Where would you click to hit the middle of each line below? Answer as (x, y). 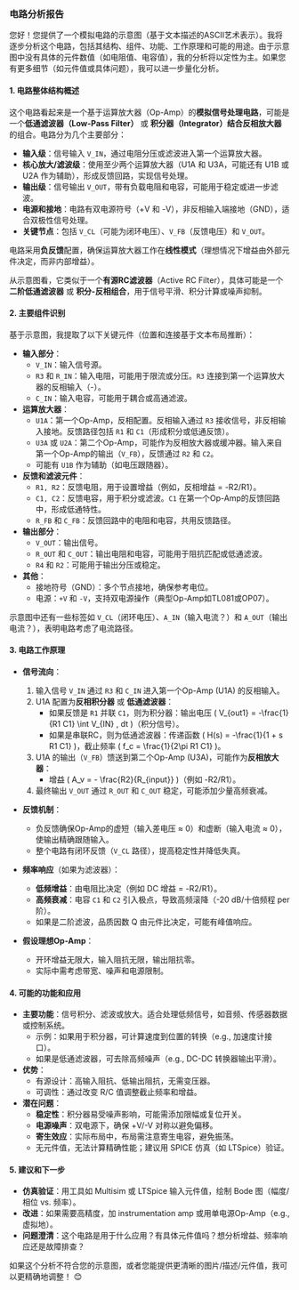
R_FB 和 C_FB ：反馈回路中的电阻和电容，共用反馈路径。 (135, 520)
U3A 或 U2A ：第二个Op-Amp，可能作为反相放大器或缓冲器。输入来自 (159, 442)
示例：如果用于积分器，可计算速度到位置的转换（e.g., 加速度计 (150, 1036)
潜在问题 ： (42, 1103)
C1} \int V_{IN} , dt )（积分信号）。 (123, 723)
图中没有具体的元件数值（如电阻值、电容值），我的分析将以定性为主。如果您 (148, 57)
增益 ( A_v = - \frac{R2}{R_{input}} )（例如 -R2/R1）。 (145, 779)
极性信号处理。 (65, 220)
